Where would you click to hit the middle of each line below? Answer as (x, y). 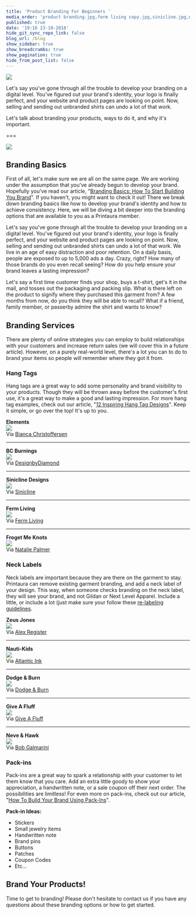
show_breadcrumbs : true (35, 50)
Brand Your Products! (46, 884)
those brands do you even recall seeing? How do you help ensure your (91, 265)
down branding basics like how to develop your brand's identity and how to (97, 204)
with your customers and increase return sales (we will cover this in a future (97, 346)
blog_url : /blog (26, 39)
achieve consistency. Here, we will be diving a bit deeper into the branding (96, 210)
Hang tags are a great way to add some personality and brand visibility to (94, 386)
